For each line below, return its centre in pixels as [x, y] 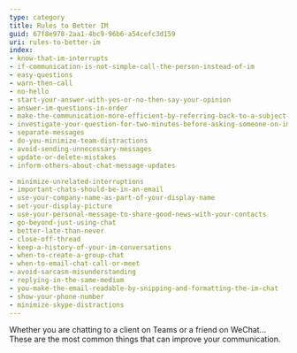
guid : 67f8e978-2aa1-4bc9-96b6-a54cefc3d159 [92, 34]
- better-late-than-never [57, 231]
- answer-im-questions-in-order [69, 108]
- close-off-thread [45, 239]
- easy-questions [41, 75]
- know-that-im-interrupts [59, 58]
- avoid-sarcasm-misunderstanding [73, 272]
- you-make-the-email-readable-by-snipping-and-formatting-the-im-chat [144, 288]
